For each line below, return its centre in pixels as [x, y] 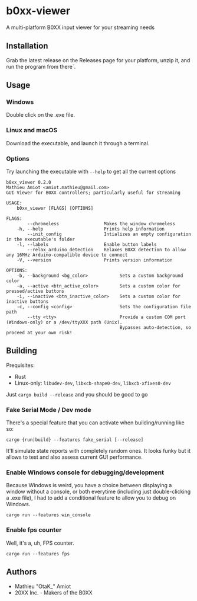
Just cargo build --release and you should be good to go [77, 394]
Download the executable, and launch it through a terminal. [78, 143]
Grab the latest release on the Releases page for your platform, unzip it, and [98, 60]
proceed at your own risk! [39, 333]
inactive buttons [27, 302]
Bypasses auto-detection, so [155, 328]
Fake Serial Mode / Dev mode [49, 410]
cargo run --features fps [38, 554]
